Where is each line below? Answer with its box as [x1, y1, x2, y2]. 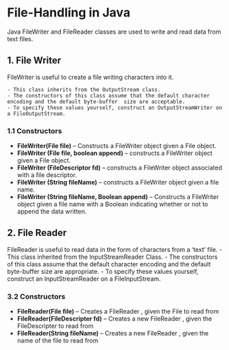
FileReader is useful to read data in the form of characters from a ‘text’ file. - [7, 245, 223, 253]
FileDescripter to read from [16, 322, 94, 330]
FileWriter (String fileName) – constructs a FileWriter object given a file [16, 178, 219, 187]
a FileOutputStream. [7, 110, 67, 117]
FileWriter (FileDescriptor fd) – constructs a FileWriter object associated [16, 163, 223, 172]
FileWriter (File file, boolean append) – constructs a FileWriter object [16, 149, 213, 157]
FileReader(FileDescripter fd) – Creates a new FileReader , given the [16, 314, 213, 323]
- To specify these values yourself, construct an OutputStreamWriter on [7, 104, 223, 111]
